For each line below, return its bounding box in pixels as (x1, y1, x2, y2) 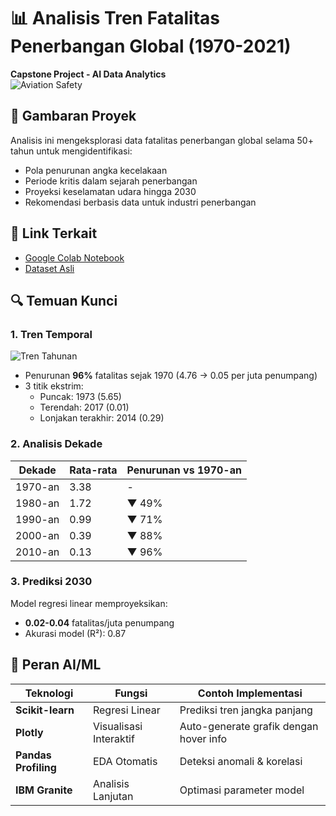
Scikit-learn (15, 703, 75, 717)
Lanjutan (92, 789, 134, 803)
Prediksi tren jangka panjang (179, 703, 313, 717)
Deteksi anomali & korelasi (179, 754, 303, 768)
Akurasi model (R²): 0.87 (24, 627, 127, 639)
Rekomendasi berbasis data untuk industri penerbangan (24, 196, 257, 208)
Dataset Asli (24, 262, 75, 274)
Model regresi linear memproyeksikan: (10, 597, 168, 609)
